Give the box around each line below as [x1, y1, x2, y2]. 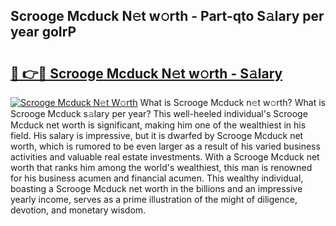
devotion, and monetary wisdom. [10, 204, 147, 216]
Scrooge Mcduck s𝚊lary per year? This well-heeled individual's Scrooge [10, 108, 308, 119]
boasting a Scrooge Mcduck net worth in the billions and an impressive [10, 183, 303, 194]
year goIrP [10, 24, 77, 41]
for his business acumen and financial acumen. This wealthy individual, [10, 172, 304, 184]
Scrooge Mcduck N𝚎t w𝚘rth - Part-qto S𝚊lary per [10, 8, 325, 25]
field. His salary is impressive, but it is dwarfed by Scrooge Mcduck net [10, 130, 304, 141]
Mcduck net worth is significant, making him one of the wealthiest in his [10, 119, 307, 131]
